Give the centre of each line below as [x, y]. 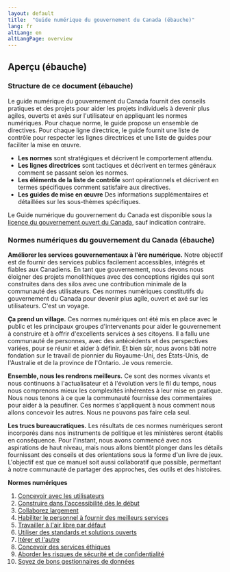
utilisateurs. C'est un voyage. [49, 306]
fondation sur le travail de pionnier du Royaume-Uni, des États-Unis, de [108, 356]
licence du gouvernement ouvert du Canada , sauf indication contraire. [107, 222]
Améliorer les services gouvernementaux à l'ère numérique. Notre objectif [115, 255]
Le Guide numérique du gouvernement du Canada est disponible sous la [110, 215]
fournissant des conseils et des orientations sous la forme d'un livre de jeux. [115, 455]
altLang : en [25, 33]
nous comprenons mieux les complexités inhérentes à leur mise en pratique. [115, 390]
